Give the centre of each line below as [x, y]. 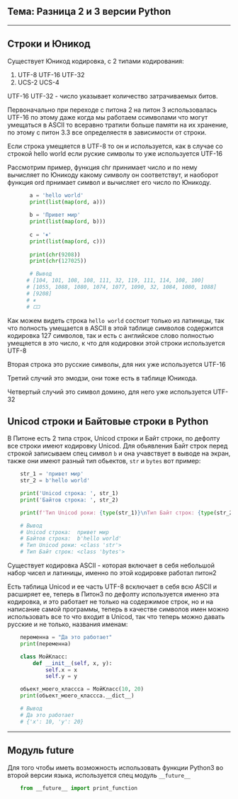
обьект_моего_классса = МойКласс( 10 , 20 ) [82, 689]
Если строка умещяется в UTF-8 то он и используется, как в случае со [115, 146]
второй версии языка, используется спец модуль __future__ [99, 775]
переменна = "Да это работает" [66, 637]
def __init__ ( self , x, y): [73, 663]
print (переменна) [46, 644]
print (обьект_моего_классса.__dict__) [77, 696]
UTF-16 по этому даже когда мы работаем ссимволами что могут [108, 117]
